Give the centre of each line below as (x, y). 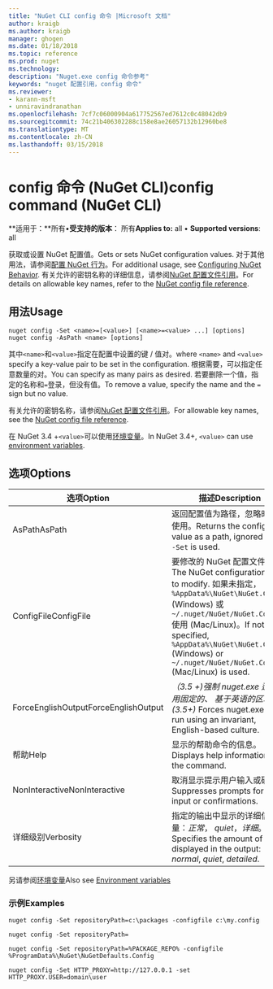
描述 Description (230, 499)
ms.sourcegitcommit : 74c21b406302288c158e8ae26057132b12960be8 (118, 122)
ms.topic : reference (43, 54)
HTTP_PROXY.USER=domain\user (58, 978)
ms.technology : (34, 69)
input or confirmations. (215, 801)
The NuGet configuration (219, 573)
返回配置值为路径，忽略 (217, 514)
